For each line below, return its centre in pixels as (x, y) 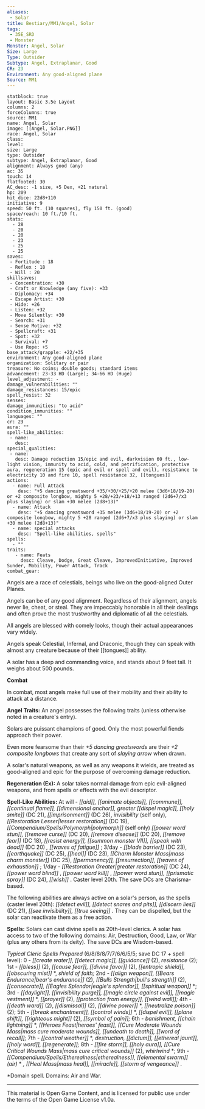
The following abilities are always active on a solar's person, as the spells (99, 898)
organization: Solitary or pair (48, 363)
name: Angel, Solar (32, 123)
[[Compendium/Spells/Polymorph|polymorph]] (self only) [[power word (96, 828)
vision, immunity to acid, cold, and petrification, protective (106, 465)
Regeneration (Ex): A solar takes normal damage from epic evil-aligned (96, 784)
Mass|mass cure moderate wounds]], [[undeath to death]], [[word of (93, 1032)
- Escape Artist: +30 (37, 299)
